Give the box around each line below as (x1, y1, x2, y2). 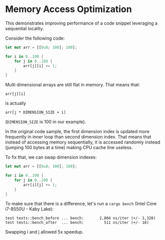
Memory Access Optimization (5, 4, 132, 15)
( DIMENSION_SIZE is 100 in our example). (5, 119, 86, 125)
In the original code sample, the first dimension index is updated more (5, 129, 149, 135)
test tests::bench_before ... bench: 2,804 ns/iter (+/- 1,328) (5, 216, 156, 221)
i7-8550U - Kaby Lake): (5, 206, 54, 212)
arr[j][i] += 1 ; (23, 63, 57, 68)
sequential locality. (5, 25, 44, 31)
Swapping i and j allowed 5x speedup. (5, 229, 84, 235)
